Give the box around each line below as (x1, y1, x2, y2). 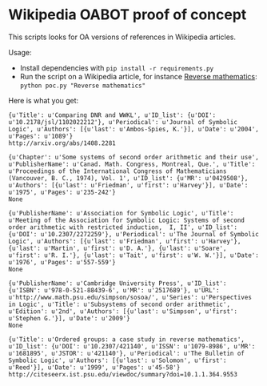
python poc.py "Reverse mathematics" (19, 82, 146, 90)
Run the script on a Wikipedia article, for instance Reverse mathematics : (19, 71, 257, 81)
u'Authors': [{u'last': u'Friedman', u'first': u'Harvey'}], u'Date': (8, 181, 249, 189)
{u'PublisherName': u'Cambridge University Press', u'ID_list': (8, 279, 227, 287)
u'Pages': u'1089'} (8, 132, 74, 140)
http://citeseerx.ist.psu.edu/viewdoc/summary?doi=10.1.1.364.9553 (8, 370, 238, 378)
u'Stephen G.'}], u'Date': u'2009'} (8, 314, 130, 322)
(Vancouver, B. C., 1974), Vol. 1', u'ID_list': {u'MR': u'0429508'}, (8, 174, 249, 182)
